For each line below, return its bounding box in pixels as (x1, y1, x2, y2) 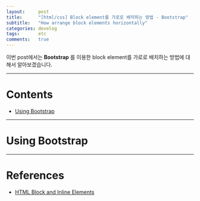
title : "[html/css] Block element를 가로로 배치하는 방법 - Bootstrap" (6, 14, 189, 20)
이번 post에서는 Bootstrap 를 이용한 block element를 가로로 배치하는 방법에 (6, 54, 185, 60)
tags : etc (6, 31, 46, 37)
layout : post (6, 8, 49, 15)
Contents (6, 88, 54, 101)
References (6, 169, 64, 183)
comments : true (6, 36, 49, 42)
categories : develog (6, 25, 58, 32)
